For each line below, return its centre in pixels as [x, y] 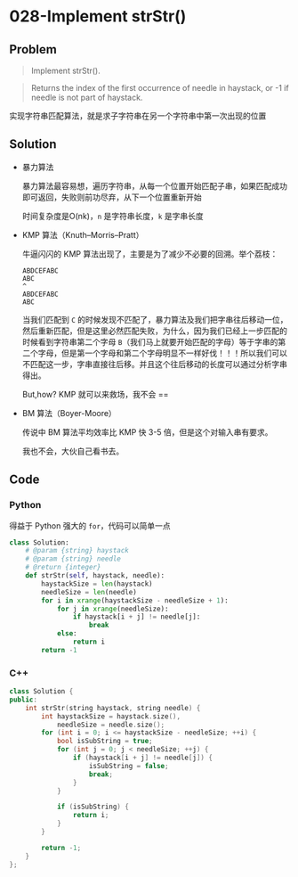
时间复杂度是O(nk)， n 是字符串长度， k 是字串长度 [113, 216]
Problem [33, 49]
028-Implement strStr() [98, 16]
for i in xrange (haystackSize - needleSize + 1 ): [135, 600]
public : [24, 700]
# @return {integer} [63, 568]
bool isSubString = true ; [105, 742]
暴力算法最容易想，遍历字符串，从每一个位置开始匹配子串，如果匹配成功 [154, 185]
